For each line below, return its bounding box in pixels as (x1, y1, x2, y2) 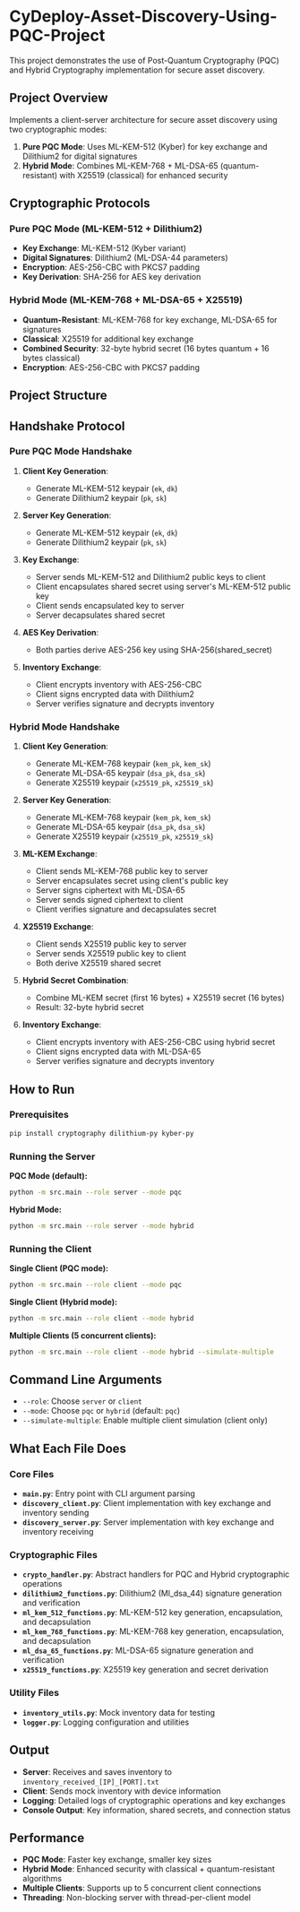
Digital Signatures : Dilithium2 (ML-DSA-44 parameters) (21, 253, 228, 264)
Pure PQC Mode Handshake (9, 446, 133, 458)
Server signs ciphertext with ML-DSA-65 (35, 885, 185, 895)
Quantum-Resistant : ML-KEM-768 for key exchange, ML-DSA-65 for (21, 314, 278, 324)
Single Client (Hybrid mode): (9, 1296, 118, 1307)
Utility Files (9, 1687, 60, 1700)
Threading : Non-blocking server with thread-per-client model (21, 1892, 251, 1903)
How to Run (9, 1082, 75, 1097)
